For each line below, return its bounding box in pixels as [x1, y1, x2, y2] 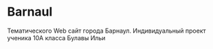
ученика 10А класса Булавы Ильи [7, 33, 106, 42]
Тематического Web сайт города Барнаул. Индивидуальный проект [7, 27, 206, 35]
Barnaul [7, 4, 53, 20]
